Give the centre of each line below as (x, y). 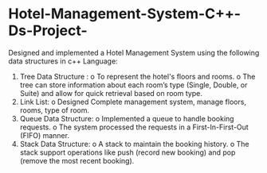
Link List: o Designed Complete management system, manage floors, (133, 102)
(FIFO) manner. (45, 135)
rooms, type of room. (55, 110)
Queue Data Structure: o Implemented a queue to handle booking (127, 118)
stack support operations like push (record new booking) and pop (128, 152)
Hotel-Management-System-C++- (125, 14)
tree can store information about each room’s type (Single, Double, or (133, 85)
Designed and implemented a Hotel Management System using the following (134, 52)
